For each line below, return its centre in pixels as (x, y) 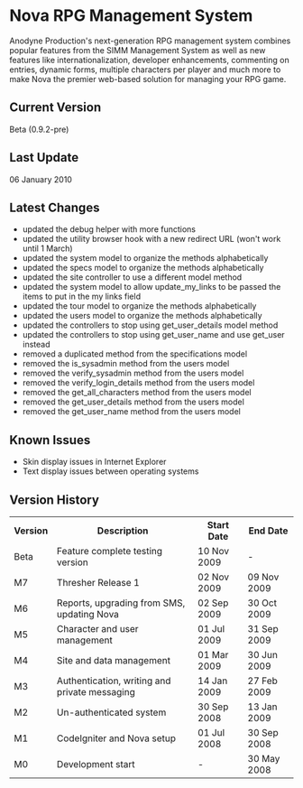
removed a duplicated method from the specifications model (135, 354)
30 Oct (262, 603)
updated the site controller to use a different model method (132, 277)
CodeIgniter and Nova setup (116, 738)
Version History (54, 500)
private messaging (96, 692)
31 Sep (263, 629)
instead (37, 345)
